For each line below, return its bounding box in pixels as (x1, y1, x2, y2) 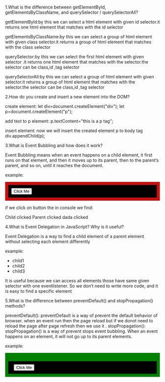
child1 (12, 258, 25, 263)
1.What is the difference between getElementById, (5, 4, 107, 10)
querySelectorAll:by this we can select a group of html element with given (5, 74, 155, 79)
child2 (12, 263, 25, 269)
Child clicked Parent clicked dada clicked (5, 214, 88, 220)
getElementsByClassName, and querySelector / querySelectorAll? (5, 9, 138, 15)
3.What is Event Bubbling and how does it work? (5, 142, 103, 148)
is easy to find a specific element (5, 288, 72, 294)
